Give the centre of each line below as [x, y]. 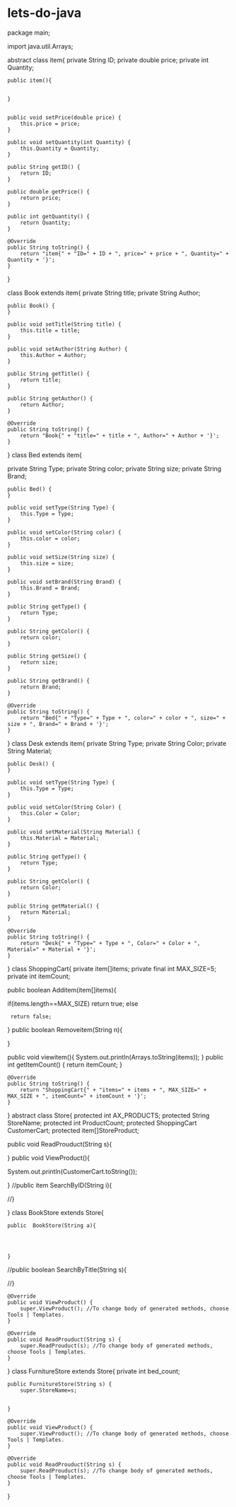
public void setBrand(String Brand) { [64, 582]
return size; [39, 662]
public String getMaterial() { [53, 906]
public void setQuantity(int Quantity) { [69, 142]
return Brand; [41, 687]
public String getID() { [44, 167]
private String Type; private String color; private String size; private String [114, 469]
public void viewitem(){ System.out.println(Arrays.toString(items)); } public [116, 1057]
